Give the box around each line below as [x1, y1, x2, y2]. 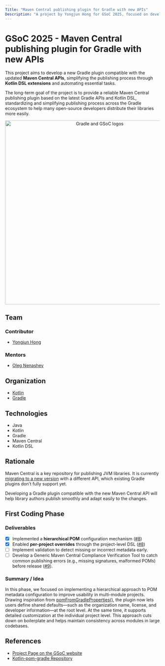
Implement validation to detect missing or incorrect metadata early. [12, 547, 148, 553]
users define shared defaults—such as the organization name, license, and [5, 602, 157, 608]
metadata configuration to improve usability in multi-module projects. [5, 592, 145, 598]
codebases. [5, 623, 29, 629]
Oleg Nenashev [12, 363, 44, 369]
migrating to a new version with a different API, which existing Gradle [5, 476, 145, 481]
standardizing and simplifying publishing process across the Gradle [5, 100, 141, 106]
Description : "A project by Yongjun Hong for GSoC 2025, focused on [5, 12, 148, 17]
